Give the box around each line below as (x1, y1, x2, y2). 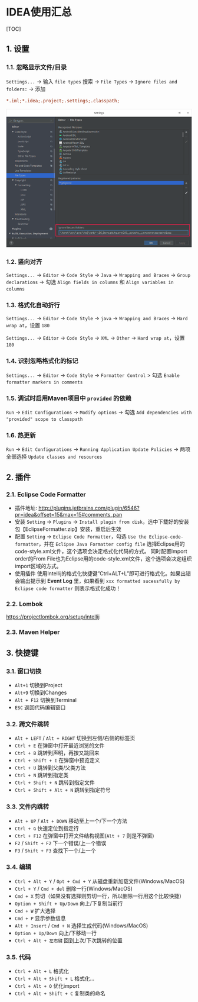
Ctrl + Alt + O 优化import (14, 982, 80, 990)
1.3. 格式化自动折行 (6, 301, 60, 310)
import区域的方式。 (14, 563, 62, 569)
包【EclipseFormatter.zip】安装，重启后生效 (14, 526, 122, 533)
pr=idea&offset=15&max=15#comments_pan (14, 511, 123, 518)
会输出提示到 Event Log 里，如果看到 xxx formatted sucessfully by (14, 578, 180, 584)
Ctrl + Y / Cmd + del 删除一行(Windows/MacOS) (14, 885, 133, 892)
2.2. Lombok (6, 600, 43, 608)
